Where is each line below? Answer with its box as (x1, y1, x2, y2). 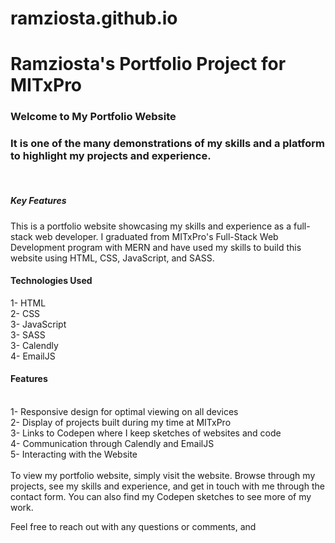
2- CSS (10, 307, 41, 319)
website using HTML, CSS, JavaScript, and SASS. (10, 252, 215, 264)
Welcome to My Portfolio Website (10, 110, 177, 124)
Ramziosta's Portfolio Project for (10, 53, 287, 76)
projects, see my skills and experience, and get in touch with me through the (10, 480, 325, 492)
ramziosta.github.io (10, 7, 178, 30)
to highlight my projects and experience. (10, 149, 212, 163)
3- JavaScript (10, 318, 67, 330)
